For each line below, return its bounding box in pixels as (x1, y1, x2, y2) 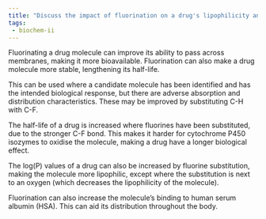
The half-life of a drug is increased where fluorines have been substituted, (8, 120, 251, 130)
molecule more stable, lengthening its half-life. (8, 65, 160, 74)
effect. (8, 145, 30, 155)
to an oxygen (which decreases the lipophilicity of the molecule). (8, 178, 219, 187)
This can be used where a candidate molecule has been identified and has (8, 80, 251, 89)
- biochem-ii (11, 26, 55, 34)
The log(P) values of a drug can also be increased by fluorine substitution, (8, 161, 251, 171)
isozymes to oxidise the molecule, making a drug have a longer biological (8, 138, 248, 147)
